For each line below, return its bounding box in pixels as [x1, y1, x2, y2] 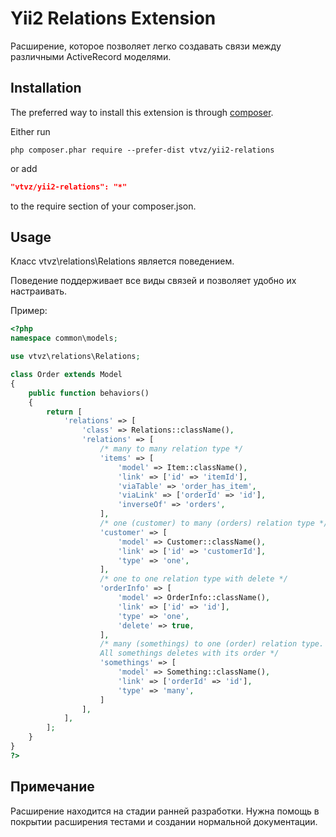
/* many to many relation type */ [99, 444, 244, 454]
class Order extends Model [10, 370, 123, 380]
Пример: [10, 305, 48, 317]
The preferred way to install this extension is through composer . [10, 106, 274, 118]
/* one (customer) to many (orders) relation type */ [99, 518, 329, 529]
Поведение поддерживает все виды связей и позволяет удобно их [10, 275, 297, 287]
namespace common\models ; [10, 333, 118, 344]
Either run [10, 125, 51, 137]
